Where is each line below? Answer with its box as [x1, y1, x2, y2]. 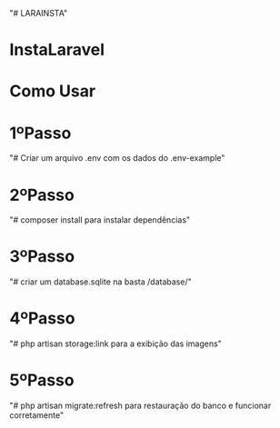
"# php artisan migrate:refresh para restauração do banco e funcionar [9, 400, 272, 412]
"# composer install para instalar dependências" [9, 214, 191, 225]
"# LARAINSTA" [9, 8, 68, 18]
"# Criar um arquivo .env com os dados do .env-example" [9, 153, 225, 164]
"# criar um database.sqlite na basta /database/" [9, 276, 193, 287]
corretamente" [9, 410, 65, 421]
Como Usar [9, 81, 96, 102]
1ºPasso [9, 123, 72, 144]
